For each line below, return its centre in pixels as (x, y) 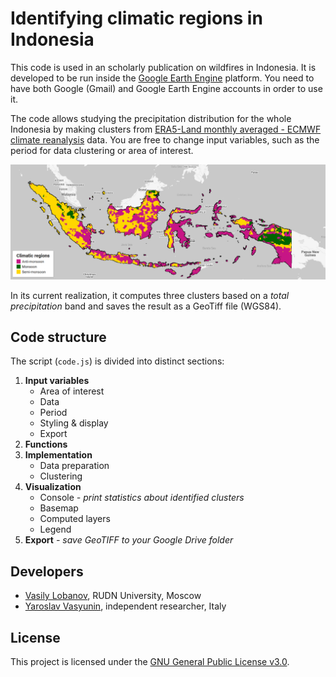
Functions (46, 444)
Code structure (58, 337)
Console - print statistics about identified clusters (142, 498)
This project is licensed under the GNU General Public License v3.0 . (150, 661)
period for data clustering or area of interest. (102, 150)
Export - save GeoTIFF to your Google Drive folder (129, 540)
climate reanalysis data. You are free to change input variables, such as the (165, 139)
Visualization (53, 487)
